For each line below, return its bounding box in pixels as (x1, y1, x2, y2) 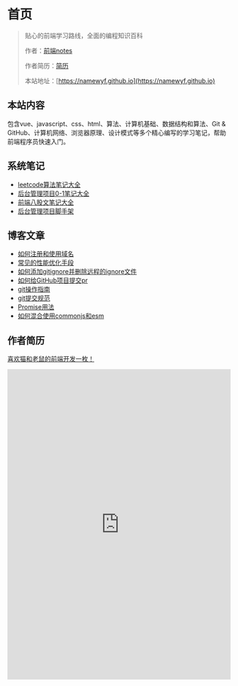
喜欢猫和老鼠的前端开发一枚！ (7, 355, 94, 363)
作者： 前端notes (24, 46, 73, 55)
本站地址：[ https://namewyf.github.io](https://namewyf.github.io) (24, 76, 215, 85)
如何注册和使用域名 (17, 250, 74, 258)
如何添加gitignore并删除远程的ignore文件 (17, 267, 137, 276)
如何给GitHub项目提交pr (17, 276, 89, 284)
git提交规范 (17, 294, 51, 302)
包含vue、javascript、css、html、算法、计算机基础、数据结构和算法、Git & (7, 119, 227, 128)
